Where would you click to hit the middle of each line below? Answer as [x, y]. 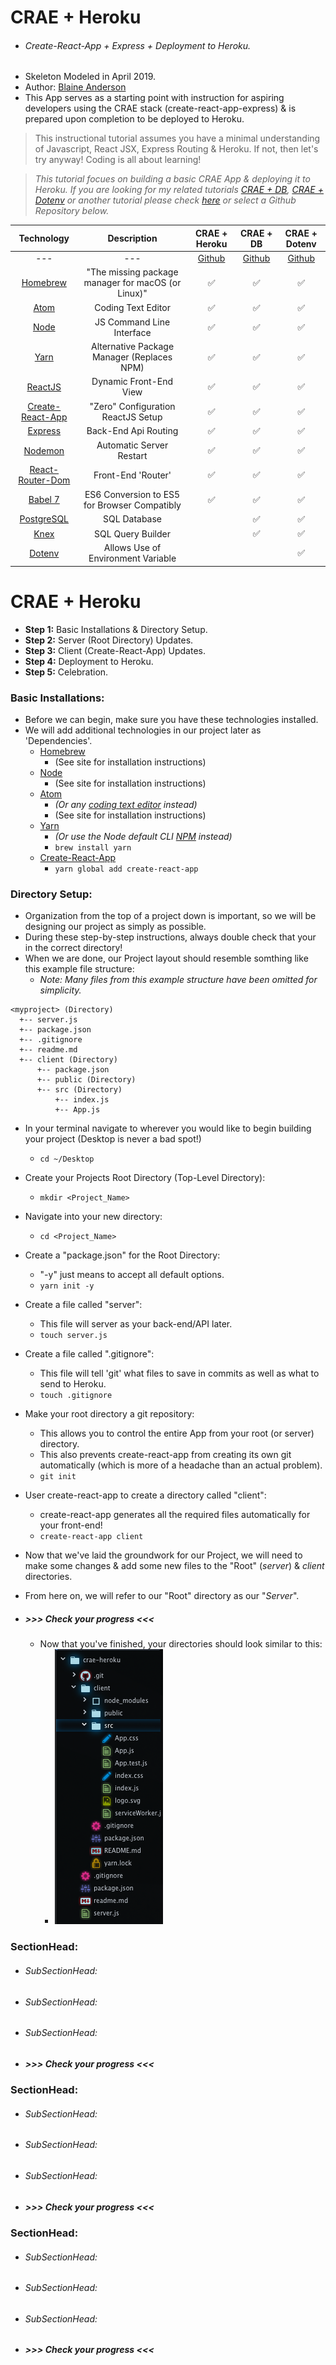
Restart [132, 456]
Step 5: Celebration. [66, 672]
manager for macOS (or [132, 283]
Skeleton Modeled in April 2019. [90, 77]
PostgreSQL [44, 519]
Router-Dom [44, 480]
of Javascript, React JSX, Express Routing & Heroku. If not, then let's [176, 149]
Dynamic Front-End [132, 382]
